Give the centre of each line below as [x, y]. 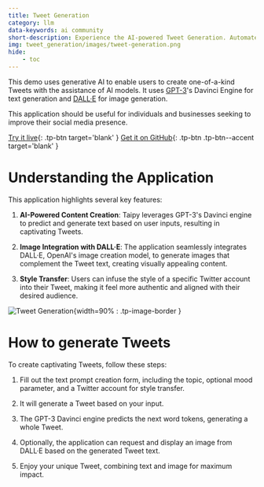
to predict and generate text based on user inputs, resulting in [119, 223]
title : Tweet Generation [49, 15]
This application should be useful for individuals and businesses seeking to [130, 113]
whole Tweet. [41, 427]
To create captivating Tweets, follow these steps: [88, 364]
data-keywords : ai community [56, 30]
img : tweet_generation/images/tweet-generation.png [94, 45]
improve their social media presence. [68, 122]
